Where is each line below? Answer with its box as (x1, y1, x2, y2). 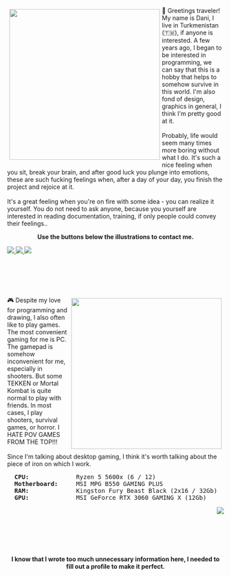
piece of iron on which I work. (7, 460, 91, 468)
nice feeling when (162, 161, 212, 169)
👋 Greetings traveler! (162, 7, 221, 14)
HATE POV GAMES (7, 431, 60, 438)
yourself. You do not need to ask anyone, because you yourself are (7, 205, 197, 213)
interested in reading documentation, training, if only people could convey (7, 212, 217, 220)
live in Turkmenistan (162, 21, 219, 29)
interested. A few (162, 37, 210, 44)
